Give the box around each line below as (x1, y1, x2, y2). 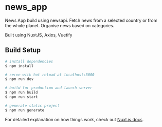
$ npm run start (5, 95, 38, 99)
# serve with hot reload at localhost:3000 (5, 72, 95, 77)
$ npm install (5, 63, 34, 68)
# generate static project (5, 103, 60, 108)
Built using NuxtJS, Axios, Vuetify (5, 32, 72, 38)
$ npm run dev (5, 77, 34, 81)
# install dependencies (5, 59, 54, 64)
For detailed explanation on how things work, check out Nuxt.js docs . (5, 116, 144, 122)
